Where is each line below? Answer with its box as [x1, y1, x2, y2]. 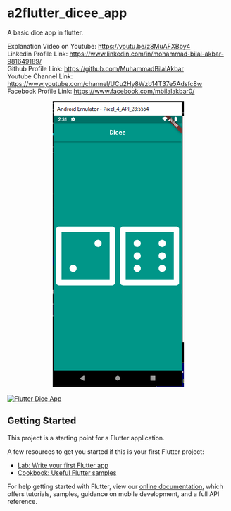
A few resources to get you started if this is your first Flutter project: [7, 447, 204, 456]
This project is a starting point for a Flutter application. [7, 433, 165, 442]
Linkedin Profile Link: [7, 49, 68, 58]
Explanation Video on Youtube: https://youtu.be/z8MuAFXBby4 [7, 42, 191, 50]
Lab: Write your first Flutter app [17, 461, 109, 469]
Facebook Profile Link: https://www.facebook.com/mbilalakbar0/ [7, 87, 195, 95]
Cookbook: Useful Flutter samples [17, 468, 117, 477]
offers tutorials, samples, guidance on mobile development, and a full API [7, 489, 220, 498]
